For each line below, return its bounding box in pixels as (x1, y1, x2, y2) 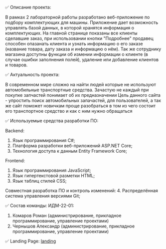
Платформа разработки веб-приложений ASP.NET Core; (12, 143, 133, 149)
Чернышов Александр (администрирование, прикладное (12, 223, 135, 229)
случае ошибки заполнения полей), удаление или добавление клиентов (5, 57, 159, 62)
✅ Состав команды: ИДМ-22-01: (5, 203, 74, 209)
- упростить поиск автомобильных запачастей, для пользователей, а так (5, 97, 161, 103)
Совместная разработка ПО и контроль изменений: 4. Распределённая (5, 188, 159, 194)
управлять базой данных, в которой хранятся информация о (5, 25, 135, 30)
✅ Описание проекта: (5, 4, 51, 10)
